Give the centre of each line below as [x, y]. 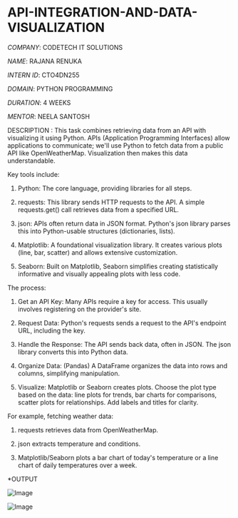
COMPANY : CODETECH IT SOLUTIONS [65, 47]
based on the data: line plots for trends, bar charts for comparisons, [117, 395]
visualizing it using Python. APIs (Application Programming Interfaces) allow [119, 138]
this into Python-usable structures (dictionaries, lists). [97, 231]
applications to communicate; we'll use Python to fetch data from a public [115, 145]
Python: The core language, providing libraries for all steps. [105, 188]
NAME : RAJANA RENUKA [45, 61]
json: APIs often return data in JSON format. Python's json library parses [124, 223]
